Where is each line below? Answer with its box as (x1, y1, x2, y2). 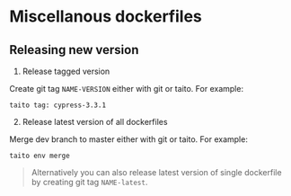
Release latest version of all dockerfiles (22, 117, 168, 127)
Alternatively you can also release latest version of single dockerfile (31, 167, 282, 177)
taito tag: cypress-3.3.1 (9, 101, 106, 110)
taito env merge (9, 151, 70, 160)
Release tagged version (22, 66, 110, 76)
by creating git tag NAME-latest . (31, 177, 148, 187)
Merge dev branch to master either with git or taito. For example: (9, 134, 249, 145)
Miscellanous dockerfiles (9, 6, 202, 27)
